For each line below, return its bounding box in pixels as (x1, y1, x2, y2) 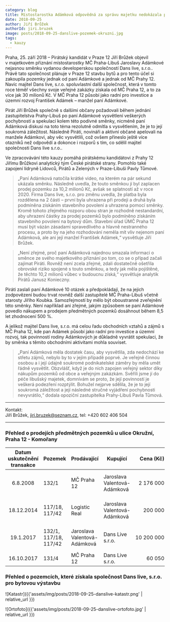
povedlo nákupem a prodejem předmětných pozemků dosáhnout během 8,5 (5, 307, 163, 314)
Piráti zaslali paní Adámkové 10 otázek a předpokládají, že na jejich (5, 286, 144, 292)
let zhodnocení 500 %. (5, 313, 53, 319)
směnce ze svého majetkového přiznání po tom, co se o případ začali (17, 255, 162, 261)
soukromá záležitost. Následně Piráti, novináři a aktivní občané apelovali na (5, 129, 162, 135)
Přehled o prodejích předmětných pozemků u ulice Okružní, (5, 429, 154, 436)
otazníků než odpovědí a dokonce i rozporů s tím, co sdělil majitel (5, 139, 142, 145)
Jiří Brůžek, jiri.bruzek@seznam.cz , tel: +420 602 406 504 (5, 412, 128, 418)
